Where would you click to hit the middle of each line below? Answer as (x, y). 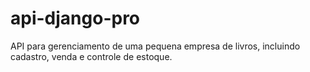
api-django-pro (75, 18)
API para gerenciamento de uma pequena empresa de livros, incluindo (155, 46)
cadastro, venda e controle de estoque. (91, 56)
